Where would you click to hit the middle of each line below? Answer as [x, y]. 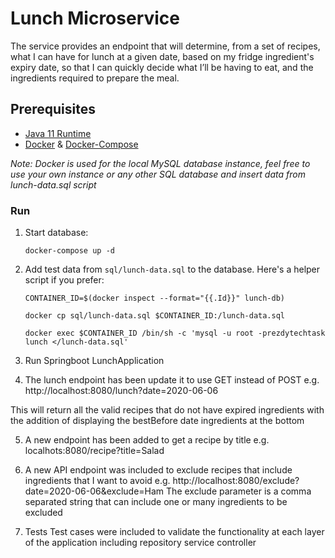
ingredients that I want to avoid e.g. [97, 481]
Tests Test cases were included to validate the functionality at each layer [174, 532]
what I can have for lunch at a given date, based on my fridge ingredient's [162, 56]
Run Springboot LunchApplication [94, 361]
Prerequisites [53, 109]
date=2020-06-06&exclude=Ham [94, 491]
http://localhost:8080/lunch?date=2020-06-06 [121, 391]
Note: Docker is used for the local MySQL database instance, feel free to [160, 163]
